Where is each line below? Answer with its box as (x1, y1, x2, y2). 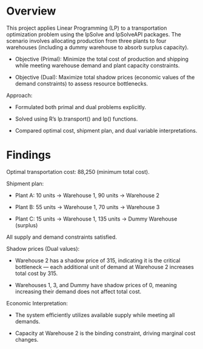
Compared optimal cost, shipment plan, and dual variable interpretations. (15, 127, 198, 134)
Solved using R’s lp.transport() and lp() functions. (15, 115, 138, 122)
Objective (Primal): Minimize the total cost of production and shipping (15, 55, 189, 62)
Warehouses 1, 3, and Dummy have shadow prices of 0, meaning (15, 281, 177, 288)
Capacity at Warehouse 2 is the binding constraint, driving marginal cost (15, 329, 196, 337)
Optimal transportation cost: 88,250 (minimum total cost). (6, 168, 150, 175)
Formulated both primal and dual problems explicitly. (15, 103, 147, 110)
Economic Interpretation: (6, 299, 68, 307)
